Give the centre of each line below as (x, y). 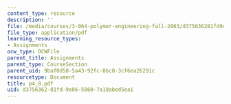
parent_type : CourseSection (47, 64)
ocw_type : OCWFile (33, 52)
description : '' (30, 20)
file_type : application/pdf (47, 32)
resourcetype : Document (41, 77)
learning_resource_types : (44, 39)
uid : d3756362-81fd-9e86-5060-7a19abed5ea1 (70, 90)
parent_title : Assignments (46, 58)
